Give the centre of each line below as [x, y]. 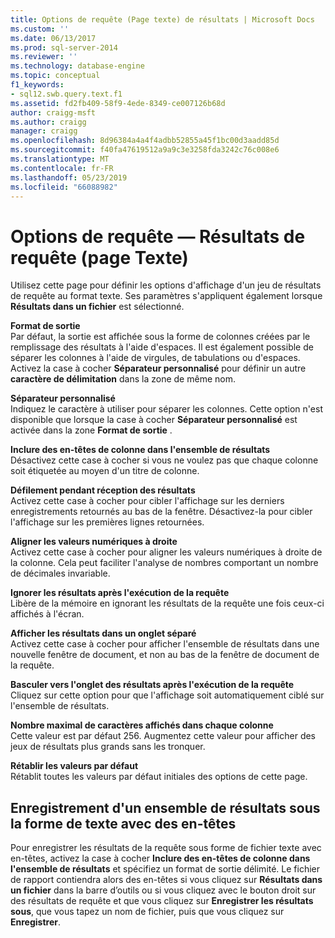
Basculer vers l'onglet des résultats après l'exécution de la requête [152, 685]
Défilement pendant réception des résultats [103, 490]
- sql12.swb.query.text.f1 [66, 94]
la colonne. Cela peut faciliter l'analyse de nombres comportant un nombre [164, 563]
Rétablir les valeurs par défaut [74, 766]
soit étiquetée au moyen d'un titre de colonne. [105, 471]
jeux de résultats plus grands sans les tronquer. [108, 747]
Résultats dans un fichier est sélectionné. [97, 307]
